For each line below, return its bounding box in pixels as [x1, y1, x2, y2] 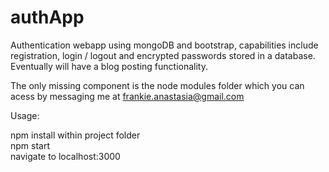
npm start [10, 139, 51, 151]
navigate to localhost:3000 [10, 150, 121, 162]
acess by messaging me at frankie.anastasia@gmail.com [10, 90, 245, 102]
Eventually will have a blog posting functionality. [10, 60, 208, 72]
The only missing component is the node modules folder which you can [10, 79, 305, 91]
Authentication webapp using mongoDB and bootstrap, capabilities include [10, 39, 319, 51]
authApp [10, 6, 85, 29]
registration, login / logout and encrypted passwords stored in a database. [10, 49, 316, 61]
